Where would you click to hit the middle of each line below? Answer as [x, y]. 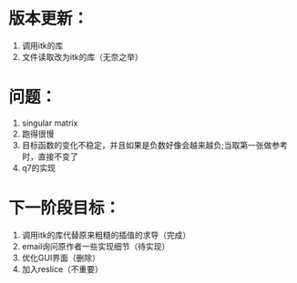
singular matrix [50, 123]
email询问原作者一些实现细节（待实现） [96, 246]
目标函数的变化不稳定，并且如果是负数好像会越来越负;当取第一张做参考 [155, 145]
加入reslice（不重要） [62, 268]
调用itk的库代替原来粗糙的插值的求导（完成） [106, 235]
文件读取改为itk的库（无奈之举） [82, 56]
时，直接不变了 [50, 157]
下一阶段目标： [65, 208]
